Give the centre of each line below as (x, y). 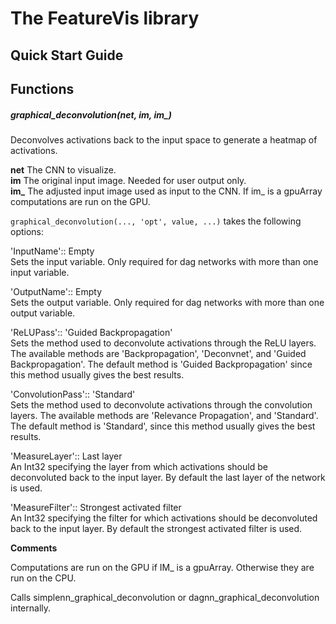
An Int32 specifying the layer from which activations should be (139, 466)
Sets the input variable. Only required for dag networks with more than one (164, 261)
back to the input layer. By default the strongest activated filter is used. (156, 528)
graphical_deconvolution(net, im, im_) (91, 114)
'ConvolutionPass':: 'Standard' (73, 394)
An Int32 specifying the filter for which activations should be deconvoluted (164, 518)
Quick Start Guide (67, 55)
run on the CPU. (43, 578)
